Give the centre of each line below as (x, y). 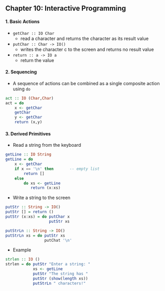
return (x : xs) (45, 188)
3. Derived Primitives (28, 133)
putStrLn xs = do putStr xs (35, 236)
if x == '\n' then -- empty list (57, 169)
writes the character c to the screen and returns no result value (87, 49)
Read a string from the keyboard (47, 145)
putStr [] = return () (29, 212)
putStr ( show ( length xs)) (60, 278)
